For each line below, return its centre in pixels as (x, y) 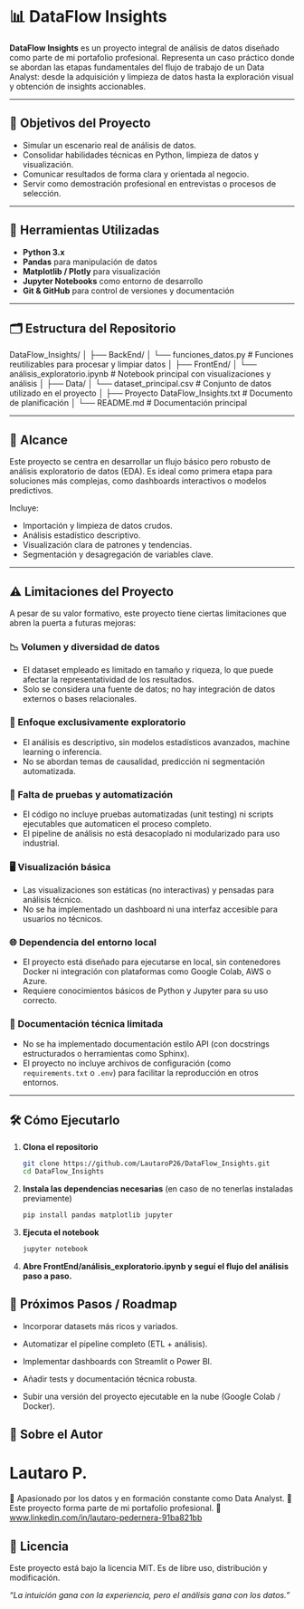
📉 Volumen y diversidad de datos (85, 646)
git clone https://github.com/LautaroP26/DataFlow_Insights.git (146, 1164)
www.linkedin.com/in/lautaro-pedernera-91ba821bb (106, 1518)
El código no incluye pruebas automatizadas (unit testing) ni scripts (148, 814)
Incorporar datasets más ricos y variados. (100, 1326)
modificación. (35, 1578)
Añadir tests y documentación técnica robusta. (109, 1379)
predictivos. (32, 491)
